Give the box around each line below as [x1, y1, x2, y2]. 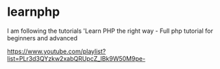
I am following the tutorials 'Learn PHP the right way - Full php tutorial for [7, 27, 214, 35]
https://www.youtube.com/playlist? [7, 47, 106, 55]
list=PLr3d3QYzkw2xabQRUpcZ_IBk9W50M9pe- [7, 54, 146, 62]
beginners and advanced [7, 33, 77, 42]
